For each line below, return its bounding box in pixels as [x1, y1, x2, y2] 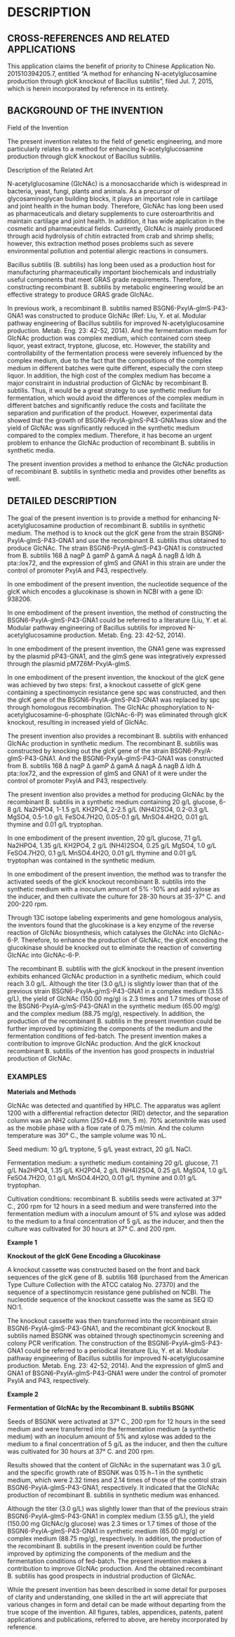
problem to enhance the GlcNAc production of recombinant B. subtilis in [7, 438, 215, 447]
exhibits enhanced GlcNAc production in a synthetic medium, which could [7, 972, 221, 980]
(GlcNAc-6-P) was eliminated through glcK [103, 710, 228, 719]
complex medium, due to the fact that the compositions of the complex [7, 356, 213, 365]
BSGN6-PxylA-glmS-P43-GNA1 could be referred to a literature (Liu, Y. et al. [7, 615, 228, 624]
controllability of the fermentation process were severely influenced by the [7, 349, 223, 357]
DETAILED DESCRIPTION [7, 495, 117, 507]
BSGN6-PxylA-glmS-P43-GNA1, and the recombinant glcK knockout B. [7, 1324, 213, 1332]
